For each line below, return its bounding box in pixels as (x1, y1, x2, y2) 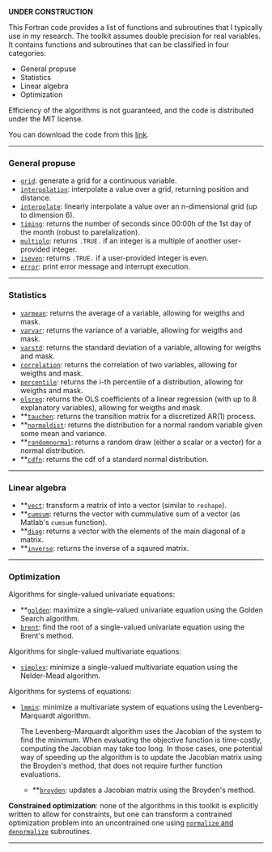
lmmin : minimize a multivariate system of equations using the (19, 702, 223, 712)
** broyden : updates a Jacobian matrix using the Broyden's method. (32, 785, 256, 795)
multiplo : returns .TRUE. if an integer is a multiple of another (19, 236, 222, 246)
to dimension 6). (19, 210, 75, 220)
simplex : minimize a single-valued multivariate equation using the (19, 663, 239, 672)
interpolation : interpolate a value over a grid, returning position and (19, 184, 249, 194)
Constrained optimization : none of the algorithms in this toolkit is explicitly (8, 801, 259, 811)
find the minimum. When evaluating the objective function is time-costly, (19, 735, 262, 745)
